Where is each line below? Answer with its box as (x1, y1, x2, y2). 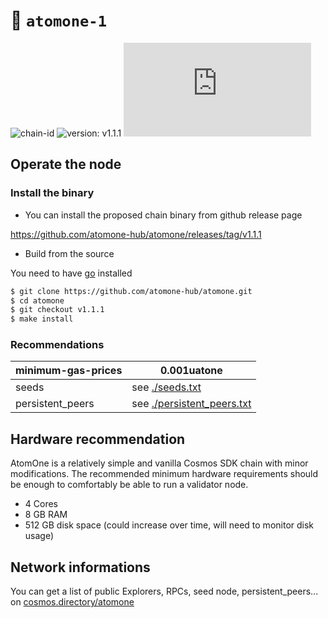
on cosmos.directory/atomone (10, 596, 135, 608)
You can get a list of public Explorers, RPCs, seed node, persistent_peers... (10, 585, 319, 598)
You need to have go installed (10, 267, 133, 279)
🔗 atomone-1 (10, 9, 107, 32)
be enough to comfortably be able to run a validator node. (10, 479, 249, 491)
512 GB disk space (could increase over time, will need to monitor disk (24, 519, 315, 531)
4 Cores (24, 498, 58, 510)
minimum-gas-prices (15, 364, 123, 378)
